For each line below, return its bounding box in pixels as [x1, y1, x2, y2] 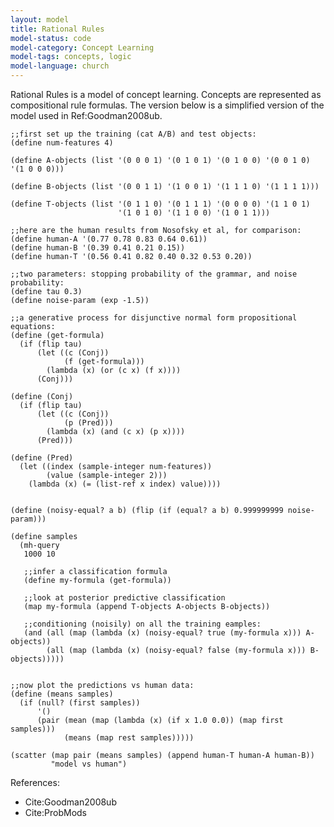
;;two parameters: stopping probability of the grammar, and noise [10, 269, 298, 279]
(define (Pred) [10, 453, 74, 463]
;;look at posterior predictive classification [23, 593, 226, 603]
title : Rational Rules [10, 24, 105, 34]
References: [10, 777, 60, 788]
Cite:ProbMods [24, 807, 88, 818]
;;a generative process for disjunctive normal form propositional [10, 313, 298, 323]
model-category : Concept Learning [10, 42, 155, 53]
